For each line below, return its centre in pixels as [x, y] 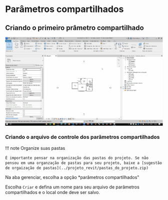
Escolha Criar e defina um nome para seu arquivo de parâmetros [72, 187]
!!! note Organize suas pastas [35, 148]
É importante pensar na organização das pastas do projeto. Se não [77, 158]
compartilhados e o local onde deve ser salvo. [53, 192]
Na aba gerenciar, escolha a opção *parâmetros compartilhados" [72, 177]
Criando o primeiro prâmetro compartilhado [74, 28]
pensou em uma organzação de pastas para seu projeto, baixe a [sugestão [84, 163]
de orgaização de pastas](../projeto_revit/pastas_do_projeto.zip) [77, 168]
